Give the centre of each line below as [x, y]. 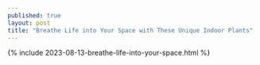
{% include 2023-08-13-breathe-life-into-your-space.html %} [109, 53]
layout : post [29, 23]
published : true [34, 15]
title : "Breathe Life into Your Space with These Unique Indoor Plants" [130, 30]
